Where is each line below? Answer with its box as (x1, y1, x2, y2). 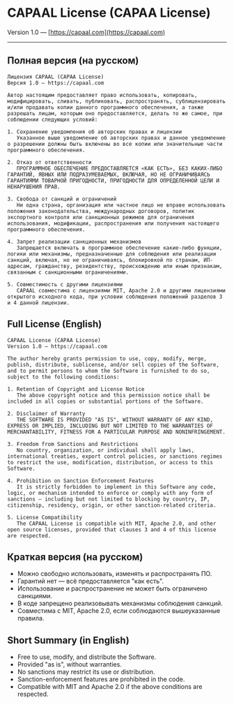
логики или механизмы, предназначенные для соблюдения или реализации (7, 250, 217, 258)
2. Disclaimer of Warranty (7, 410, 86, 417)
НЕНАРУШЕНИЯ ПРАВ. (7, 183, 61, 190)
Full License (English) (7, 318, 102, 330)
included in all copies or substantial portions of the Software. (7, 398, 204, 405)
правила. (17, 614, 45, 623)
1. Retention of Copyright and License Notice (7, 385, 145, 392)
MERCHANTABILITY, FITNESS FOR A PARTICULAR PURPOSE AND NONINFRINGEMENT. (7, 428, 226, 436)
